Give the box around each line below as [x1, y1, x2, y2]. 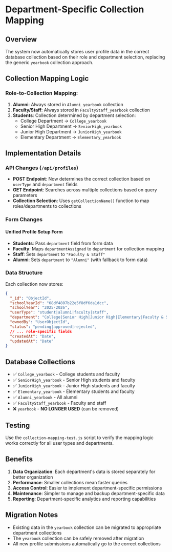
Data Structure [5, 269, 43, 277]
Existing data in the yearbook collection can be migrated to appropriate [12, 524, 161, 530]
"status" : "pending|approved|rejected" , [10, 324, 97, 329]
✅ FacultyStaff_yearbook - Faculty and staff [12, 400, 106, 406]
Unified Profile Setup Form [5, 228, 63, 234]
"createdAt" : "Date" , [10, 333, 56, 339]
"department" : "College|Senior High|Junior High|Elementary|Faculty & [10, 314, 164, 320]
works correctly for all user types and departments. [5, 440, 114, 446]
